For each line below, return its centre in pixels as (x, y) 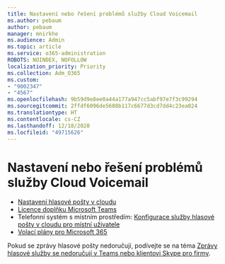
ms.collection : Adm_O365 (44, 73)
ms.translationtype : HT (42, 113)
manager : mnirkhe (33, 34)
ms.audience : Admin (36, 40)
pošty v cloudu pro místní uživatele (69, 224)
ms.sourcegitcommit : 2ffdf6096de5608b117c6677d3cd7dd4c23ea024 (103, 106)
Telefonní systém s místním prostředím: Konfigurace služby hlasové (116, 217)
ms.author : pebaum (34, 21)
